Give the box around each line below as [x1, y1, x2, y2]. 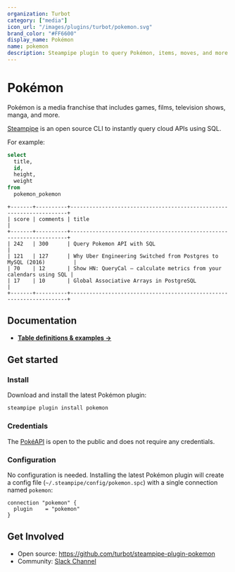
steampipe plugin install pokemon [7, 405, 109, 412]
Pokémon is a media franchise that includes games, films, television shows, [7, 103, 226, 111]
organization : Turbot [7, 10, 71, 18]
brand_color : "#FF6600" [7, 30, 77, 37]
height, [13, 171, 37, 178]
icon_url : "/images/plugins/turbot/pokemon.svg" [7, 23, 153, 30]
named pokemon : [7, 485, 53, 494]
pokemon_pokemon [13, 191, 61, 198]
